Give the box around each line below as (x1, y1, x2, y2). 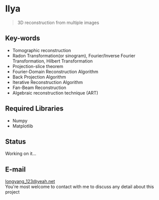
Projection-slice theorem (12, 63, 63, 69)
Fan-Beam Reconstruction (12, 84, 66, 90)
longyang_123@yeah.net (5, 178, 55, 184)
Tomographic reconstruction (12, 47, 71, 53)
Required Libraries (5, 104, 64, 113)
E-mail (5, 165, 26, 173)
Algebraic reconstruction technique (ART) (12, 89, 98, 95)
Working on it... (5, 150, 36, 156)
